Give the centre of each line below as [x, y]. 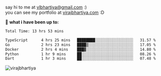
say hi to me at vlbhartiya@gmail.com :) [46, 7]
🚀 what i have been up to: [32, 22]
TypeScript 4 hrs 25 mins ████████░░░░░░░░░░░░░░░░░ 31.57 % [80, 40]
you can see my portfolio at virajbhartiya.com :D [55, 12]
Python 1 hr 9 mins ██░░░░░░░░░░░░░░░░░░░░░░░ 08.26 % [80, 54]
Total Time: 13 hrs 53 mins [35, 31]
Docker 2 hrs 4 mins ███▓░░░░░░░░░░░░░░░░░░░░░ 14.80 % [80, 49]
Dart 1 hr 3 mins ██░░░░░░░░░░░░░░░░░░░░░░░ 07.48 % [80, 59]
